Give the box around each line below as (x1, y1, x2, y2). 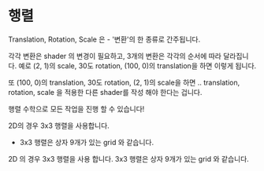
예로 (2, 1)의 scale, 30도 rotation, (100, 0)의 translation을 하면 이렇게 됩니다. (18, 60, 257, 71)
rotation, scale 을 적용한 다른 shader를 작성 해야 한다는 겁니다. (8, 87, 203, 96)
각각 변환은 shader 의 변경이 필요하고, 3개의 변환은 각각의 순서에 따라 (8, 51, 222, 60)
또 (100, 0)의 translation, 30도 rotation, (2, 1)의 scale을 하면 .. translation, (8, 78, 240, 87)
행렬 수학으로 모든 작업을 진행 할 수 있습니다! (8, 104, 145, 114)
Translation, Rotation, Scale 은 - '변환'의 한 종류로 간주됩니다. (8, 35, 201, 44)
